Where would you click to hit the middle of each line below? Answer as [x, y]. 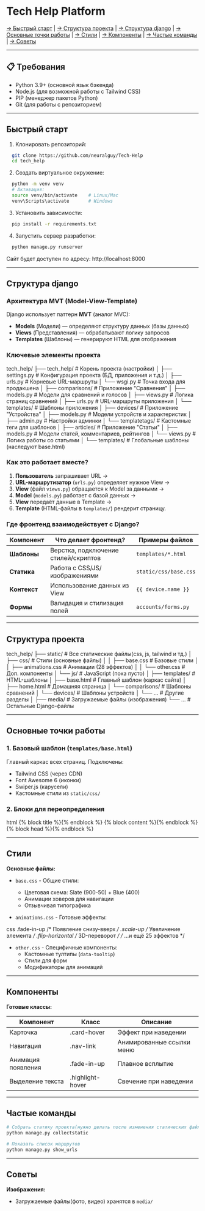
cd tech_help [28, 161]
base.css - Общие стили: [47, 880]
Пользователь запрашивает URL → [61, 475]
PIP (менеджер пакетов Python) [56, 98]
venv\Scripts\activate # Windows [63, 201]
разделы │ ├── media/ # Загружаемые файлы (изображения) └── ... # [99, 699]
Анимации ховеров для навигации [69, 899]
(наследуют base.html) [36, 447]
